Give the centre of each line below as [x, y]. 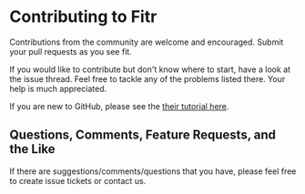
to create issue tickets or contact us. [78, 180]
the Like [33, 149]
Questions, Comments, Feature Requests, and [142, 135]
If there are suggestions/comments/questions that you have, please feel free [153, 171]
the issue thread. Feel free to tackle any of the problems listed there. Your [147, 78]
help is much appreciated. [58, 88]
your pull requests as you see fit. [71, 51]
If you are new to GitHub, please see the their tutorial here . [119, 106]
